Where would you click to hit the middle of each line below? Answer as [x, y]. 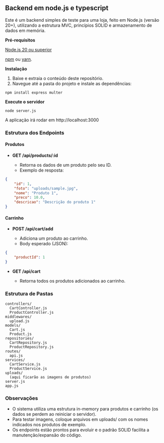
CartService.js [25, 365]
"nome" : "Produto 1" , [36, 193]
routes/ [13, 351]
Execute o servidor [25, 102]
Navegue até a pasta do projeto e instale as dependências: [72, 83]
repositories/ [20, 338]
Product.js [21, 334]
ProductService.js [29, 369]
